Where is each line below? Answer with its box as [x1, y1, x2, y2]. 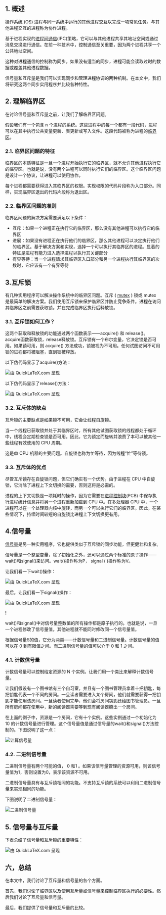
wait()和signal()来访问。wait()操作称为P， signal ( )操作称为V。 [5, 558, 133, 564]
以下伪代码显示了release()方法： [5, 381, 71, 386]
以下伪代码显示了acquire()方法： [5, 359, 72, 365]
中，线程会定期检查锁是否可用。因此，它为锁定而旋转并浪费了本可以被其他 [5, 433, 157, 439]
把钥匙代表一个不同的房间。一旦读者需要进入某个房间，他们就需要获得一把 [5, 692, 157, 698]
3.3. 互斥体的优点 [5, 464, 46, 471]
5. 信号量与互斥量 [5, 823, 58, 831]
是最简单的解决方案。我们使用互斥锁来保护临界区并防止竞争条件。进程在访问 [5, 298, 161, 304]
